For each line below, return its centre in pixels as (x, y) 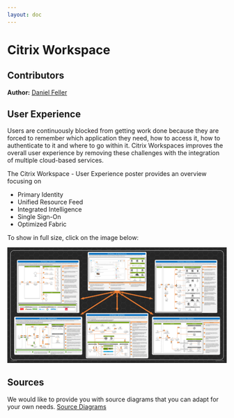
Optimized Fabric (42, 224)
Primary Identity (40, 195)
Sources (26, 383)
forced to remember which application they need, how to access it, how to (114, 138)
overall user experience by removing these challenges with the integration (114, 153)
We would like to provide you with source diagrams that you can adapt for (113, 399)
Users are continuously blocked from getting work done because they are (113, 131)
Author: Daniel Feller (37, 92)
